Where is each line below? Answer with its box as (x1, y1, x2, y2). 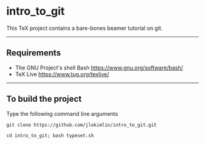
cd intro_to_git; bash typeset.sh (6, 132, 95, 138)
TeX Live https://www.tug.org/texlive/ (15, 70, 109, 77)
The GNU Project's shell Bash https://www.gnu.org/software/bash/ (15, 64, 184, 71)
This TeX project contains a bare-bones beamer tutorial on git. (6, 24, 163, 32)
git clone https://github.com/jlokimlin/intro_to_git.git (6, 122, 157, 128)
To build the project (6, 94, 82, 104)
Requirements (6, 48, 61, 58)
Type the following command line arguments (6, 110, 118, 117)
